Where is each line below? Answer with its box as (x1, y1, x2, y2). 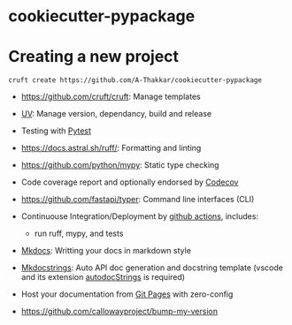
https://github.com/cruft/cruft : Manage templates (20, 91, 201, 102)
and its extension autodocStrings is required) (20, 272, 186, 283)
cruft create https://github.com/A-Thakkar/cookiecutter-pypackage (8, 76, 263, 85)
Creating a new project (8, 47, 179, 67)
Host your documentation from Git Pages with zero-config (20, 289, 234, 299)
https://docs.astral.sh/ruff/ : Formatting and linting (20, 143, 202, 154)
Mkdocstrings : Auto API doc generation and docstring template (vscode (20, 262, 284, 273)
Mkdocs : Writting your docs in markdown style (20, 246, 192, 256)
